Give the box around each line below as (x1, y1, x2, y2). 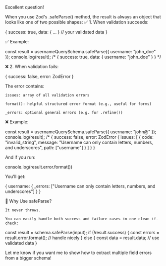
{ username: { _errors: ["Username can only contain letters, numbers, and (5, 183, 156, 189)
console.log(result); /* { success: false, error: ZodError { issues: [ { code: (5, 134, 154, 140)
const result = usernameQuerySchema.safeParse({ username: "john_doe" (5, 49, 156, 54)
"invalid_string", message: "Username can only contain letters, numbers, (5, 139, 154, 145)
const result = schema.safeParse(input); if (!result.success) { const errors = (5, 230, 160, 235)
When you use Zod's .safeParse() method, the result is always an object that (5, 14, 161, 19)
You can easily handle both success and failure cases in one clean (5, 216, 150, 221)
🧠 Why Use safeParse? (5, 198, 52, 204)
